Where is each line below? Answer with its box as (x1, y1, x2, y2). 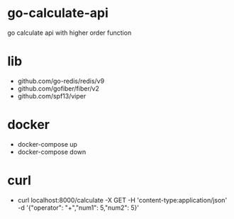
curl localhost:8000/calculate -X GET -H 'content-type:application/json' (17, 196, 228, 204)
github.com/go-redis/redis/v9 (17, 77, 105, 85)
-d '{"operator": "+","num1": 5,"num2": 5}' (17, 203, 140, 212)
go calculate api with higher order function (7, 28, 132, 37)
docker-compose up (17, 140, 78, 148)
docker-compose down (17, 147, 87, 156)
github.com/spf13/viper (17, 91, 87, 100)
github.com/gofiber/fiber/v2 (17, 84, 99, 93)
